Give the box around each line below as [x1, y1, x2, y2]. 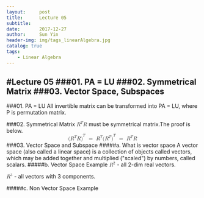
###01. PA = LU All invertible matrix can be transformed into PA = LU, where [6, 102, 198, 110]
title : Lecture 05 [6, 15, 67, 21]
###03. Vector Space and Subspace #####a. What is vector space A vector [6, 141, 199, 149]
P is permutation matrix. [6, 109, 67, 116]
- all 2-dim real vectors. [117, 161, 176, 168]
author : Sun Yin [6, 32, 59, 38]
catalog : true [6, 43, 43, 49]
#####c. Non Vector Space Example [6, 185, 99, 192]
